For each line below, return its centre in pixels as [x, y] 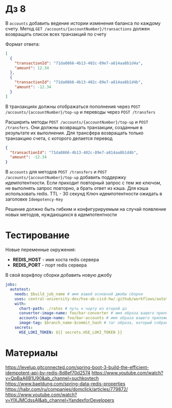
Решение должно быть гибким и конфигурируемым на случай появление [86, 209]
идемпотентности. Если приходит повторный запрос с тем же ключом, [83, 183]
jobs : [11, 285]
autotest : [20, 289]
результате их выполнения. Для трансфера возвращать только [74, 133]
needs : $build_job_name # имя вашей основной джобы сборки [79, 294]
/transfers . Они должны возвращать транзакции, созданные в [74, 127]
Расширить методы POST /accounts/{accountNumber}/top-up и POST [77, 122]
